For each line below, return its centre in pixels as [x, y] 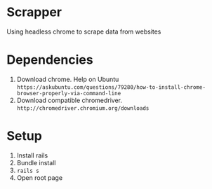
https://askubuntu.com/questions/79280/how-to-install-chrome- [111, 87]
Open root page [40, 177]
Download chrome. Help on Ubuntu [68, 79]
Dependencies [50, 60]
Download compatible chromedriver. [69, 100]
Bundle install [36, 162]
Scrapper [34, 12]
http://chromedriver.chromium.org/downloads [83, 108]
